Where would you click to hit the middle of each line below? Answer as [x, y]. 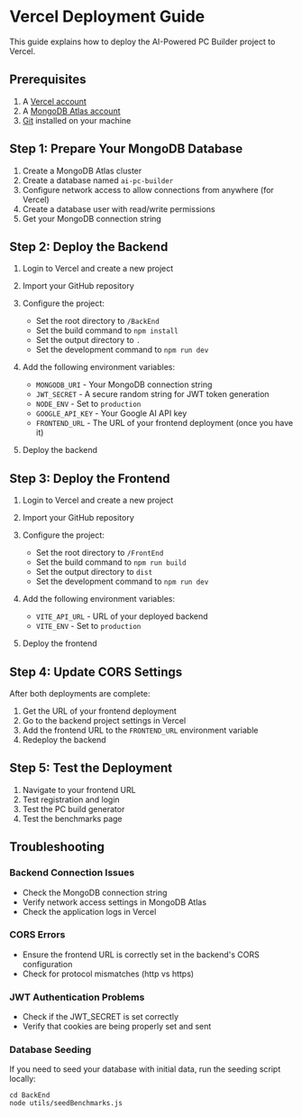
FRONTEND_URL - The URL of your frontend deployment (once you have [165, 423]
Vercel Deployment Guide [107, 17]
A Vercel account [55, 101]
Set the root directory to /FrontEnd [100, 553]
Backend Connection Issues [72, 872]
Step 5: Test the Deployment [91, 768]
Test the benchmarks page [72, 818]
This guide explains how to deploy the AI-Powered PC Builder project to [142, 42]
